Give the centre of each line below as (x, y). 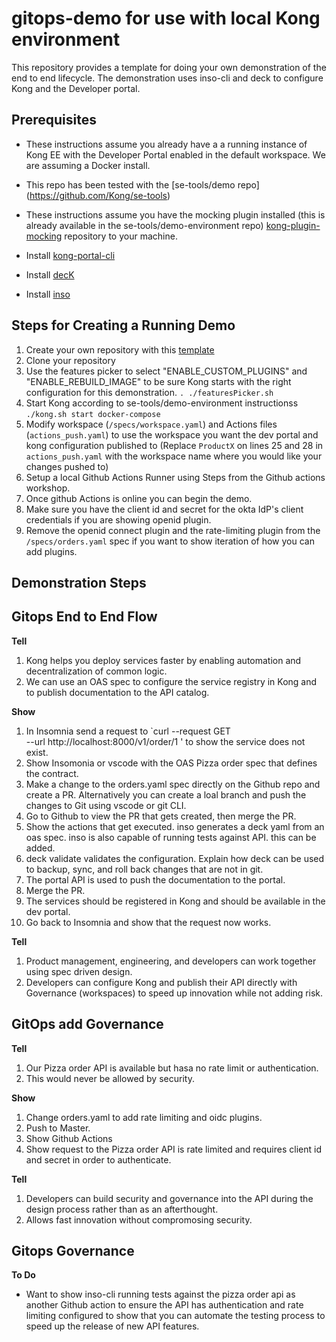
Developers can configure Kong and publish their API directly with (161, 982)
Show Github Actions (69, 1138)
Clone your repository (70, 360)
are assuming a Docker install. (88, 165)
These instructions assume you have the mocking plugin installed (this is (175, 214)
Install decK (50, 274)
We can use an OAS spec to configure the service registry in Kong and (171, 681)
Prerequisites (54, 120)
